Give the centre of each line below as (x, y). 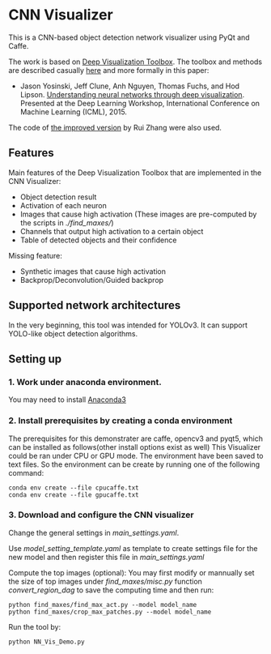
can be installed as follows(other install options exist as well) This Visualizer (135, 447)
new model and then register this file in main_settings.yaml (106, 557)
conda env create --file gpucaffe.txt (74, 495)
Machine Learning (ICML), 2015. (74, 112)
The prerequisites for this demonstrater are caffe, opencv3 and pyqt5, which (135, 438)
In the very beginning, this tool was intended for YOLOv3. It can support (128, 325)
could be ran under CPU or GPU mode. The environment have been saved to (136, 455)
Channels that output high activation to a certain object (112, 231)
